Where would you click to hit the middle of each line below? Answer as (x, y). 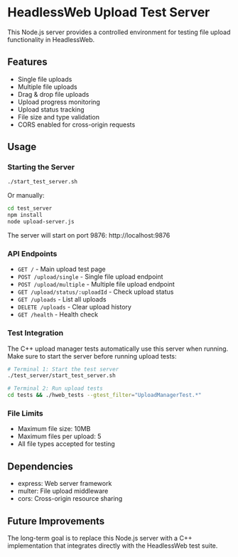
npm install (25, 215)
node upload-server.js (41, 222)
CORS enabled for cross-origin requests (76, 124)
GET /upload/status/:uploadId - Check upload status (96, 292)
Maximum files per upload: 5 (59, 436)
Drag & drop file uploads (53, 94)
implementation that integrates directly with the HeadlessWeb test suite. (113, 546)
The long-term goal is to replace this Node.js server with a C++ (100, 538)
